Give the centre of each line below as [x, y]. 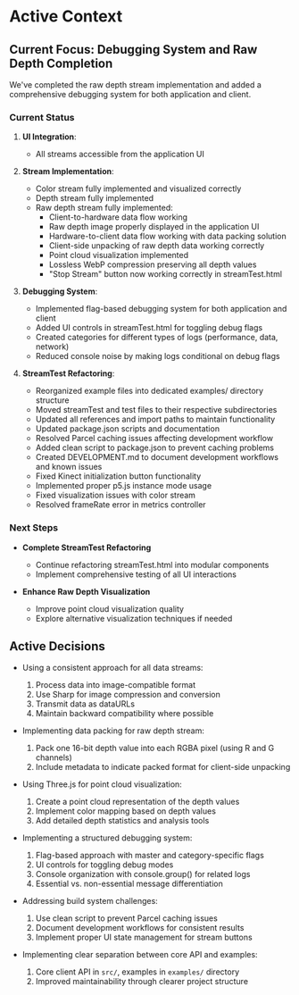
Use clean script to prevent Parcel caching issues [127, 918]
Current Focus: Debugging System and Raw [133, 50]
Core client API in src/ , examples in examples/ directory [137, 972]
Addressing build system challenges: [90, 901]
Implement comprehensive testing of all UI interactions [136, 574]
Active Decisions [57, 646]
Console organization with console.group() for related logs [143, 874]
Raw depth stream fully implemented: [104, 208]
